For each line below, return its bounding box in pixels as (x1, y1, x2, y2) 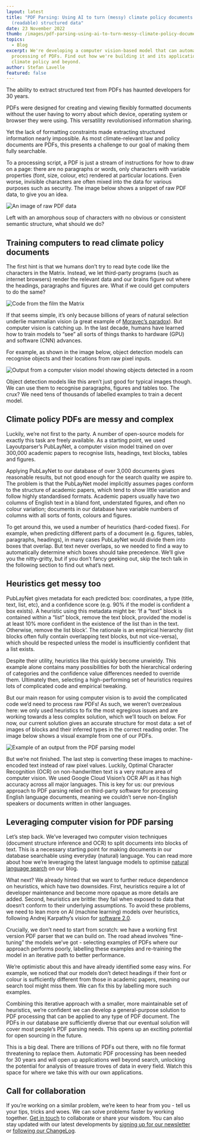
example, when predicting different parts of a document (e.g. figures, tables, (6, 530, 194, 537)
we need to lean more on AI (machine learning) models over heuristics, (6, 908, 180, 915)
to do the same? (6, 288, 46, 296)
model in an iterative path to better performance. (6, 951, 126, 958)
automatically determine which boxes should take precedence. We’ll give (6, 548, 185, 556)
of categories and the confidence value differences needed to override (6, 670, 180, 677)
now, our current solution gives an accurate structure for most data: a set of (6, 719, 192, 726)
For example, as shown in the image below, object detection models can (6, 349, 183, 356)
